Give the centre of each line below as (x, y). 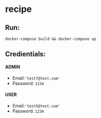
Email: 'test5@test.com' (36, 106)
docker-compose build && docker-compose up (51, 39)
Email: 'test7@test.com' (36, 78)
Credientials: (25, 54)
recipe (19, 9)
